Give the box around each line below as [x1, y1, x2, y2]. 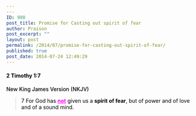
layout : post [6, 37, 39, 43]
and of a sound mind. [21, 103, 74, 111]
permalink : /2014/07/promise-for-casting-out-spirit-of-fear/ [6, 43, 166, 49]
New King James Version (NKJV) [6, 85, 89, 93]
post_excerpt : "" [6, 31, 50, 37]
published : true [6, 48, 47, 54]
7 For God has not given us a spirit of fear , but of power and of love [21, 97, 190, 104]
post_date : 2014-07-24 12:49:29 [6, 53, 87, 60]
